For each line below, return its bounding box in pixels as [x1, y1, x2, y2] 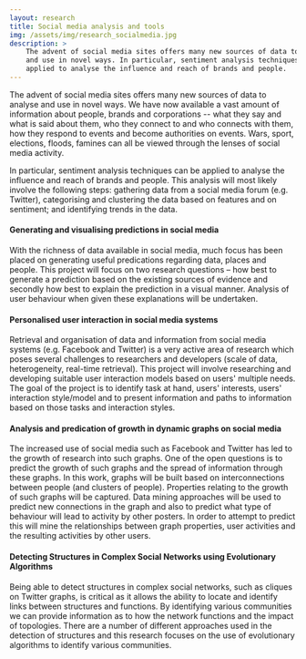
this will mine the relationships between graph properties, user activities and [9, 520, 296, 531]
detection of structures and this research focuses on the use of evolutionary [9, 630, 296, 641]
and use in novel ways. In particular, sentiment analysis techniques [25, 56, 300, 65]
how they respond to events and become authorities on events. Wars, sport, [9, 128, 294, 139]
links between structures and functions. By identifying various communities [9, 601, 293, 612]
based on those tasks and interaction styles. [9, 402, 176, 413]
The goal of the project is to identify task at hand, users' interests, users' [9, 383, 282, 394]
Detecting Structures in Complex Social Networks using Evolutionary [9, 551, 276, 562]
